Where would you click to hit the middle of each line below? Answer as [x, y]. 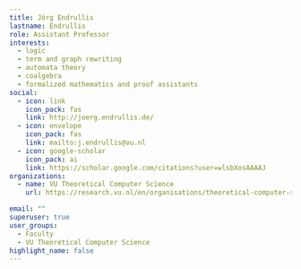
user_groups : [34, 225]
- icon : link [42, 101]
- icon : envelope [50, 126]
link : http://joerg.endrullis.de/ [90, 117]
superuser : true [39, 217]
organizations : [38, 176]
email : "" [28, 209]
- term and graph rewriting [70, 59]
